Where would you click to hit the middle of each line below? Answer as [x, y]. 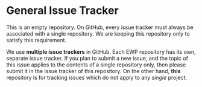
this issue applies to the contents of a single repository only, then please [96, 65]
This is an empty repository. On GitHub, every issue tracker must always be [100, 27]
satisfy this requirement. [36, 40]
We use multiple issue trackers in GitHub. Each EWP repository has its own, [101, 51]
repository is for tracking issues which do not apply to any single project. [97, 77]
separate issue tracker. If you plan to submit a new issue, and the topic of [97, 58]
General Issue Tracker [62, 11]
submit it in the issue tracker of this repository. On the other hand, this [93, 71]
